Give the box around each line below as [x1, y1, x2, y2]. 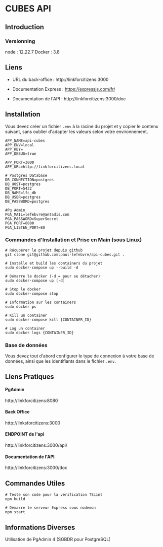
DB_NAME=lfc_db [5, 190, 37, 195]
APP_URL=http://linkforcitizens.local [5, 164, 85, 169]
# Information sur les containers [5, 300, 77, 305]
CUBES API [5, 3, 51, 14]
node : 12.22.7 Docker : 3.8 [5, 49, 60, 55]
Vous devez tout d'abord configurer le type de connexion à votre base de [5, 353, 155, 359]
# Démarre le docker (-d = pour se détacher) [5, 273, 100, 278]
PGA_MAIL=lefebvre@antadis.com [5, 212, 70, 217]
